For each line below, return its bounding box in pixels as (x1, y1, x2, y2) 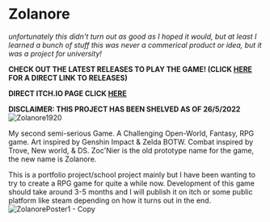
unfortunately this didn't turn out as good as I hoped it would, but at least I (8, 31, 257, 41)
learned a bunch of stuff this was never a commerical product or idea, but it (8, 40, 262, 49)
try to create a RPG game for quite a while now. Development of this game (8, 178, 255, 188)
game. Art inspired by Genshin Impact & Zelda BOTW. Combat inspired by (8, 136, 254, 146)
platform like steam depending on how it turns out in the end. (8, 195, 212, 205)
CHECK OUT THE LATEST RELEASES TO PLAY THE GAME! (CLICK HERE (8, 64, 253, 73)
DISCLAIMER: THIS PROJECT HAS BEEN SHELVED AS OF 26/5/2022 (8, 104, 241, 114)
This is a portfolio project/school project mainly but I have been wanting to (8, 170, 256, 179)
